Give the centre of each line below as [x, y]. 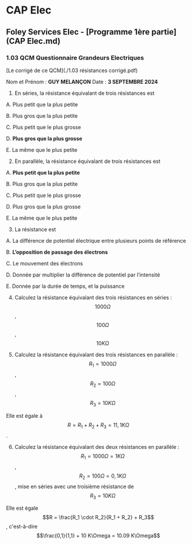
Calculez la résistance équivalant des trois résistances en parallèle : [96, 355]
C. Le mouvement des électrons [44, 263]
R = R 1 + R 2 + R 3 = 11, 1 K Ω [98, 426]
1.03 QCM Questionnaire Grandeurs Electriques [75, 57]
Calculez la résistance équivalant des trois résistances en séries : [93, 297]
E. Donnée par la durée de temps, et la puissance [65, 286]
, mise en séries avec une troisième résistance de [74, 486]
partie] [164, 32]
